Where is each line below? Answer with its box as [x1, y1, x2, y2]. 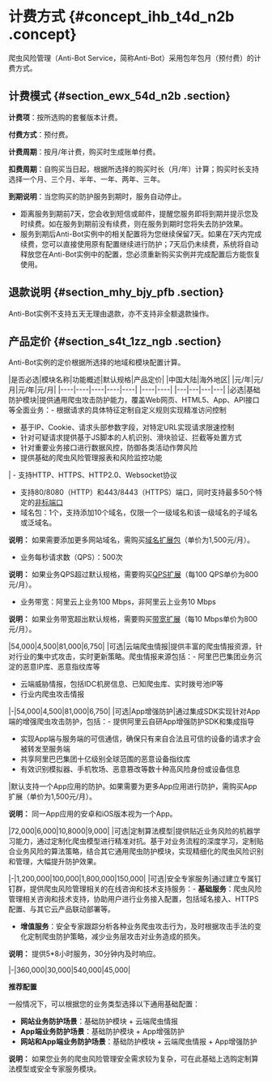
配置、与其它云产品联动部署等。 [8, 904, 115, 914]
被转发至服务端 [19, 744, 70, 754]
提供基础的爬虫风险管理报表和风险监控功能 [19, 453, 163, 463]
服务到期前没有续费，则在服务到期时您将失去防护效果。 [62, 218, 248, 228]
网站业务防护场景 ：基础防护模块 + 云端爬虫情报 [19, 1016, 178, 1027]
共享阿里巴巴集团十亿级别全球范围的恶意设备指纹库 [19, 754, 191, 764]
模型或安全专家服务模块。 [15, 1064, 101, 1074]
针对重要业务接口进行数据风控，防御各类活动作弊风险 [19, 443, 198, 453]
